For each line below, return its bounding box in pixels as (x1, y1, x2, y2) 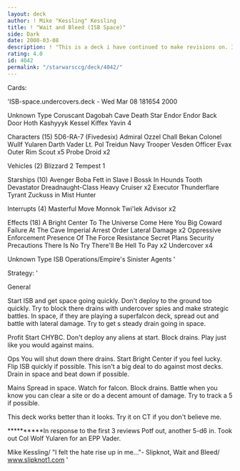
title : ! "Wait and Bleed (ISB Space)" (7, 24, 126, 31)
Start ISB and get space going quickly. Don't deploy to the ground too (7, 296, 212, 304)
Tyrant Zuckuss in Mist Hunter (7, 190, 96, 199)
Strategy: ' (7, 269, 38, 277)
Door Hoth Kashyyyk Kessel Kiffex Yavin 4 (7, 119, 132, 127)
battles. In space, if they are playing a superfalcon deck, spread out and (7, 312, 219, 320)
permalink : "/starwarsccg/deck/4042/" (7, 64, 123, 71)
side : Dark (7, 30, 40, 38)
